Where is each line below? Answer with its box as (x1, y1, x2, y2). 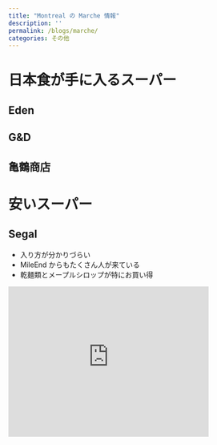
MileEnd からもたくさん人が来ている (19, 260, 140, 269)
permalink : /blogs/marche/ (8, 26, 98, 34)
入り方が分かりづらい (19, 249, 90, 259)
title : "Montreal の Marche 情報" (8, 11, 120, 20)
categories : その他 (8, 34, 70, 42)
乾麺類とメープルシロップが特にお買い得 (19, 269, 154, 279)
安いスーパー (8, 195, 93, 213)
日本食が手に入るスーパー (8, 71, 177, 89)
